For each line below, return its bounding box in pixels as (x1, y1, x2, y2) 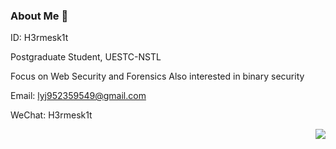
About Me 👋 (10, 9, 69, 23)
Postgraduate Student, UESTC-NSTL (10, 51, 162, 63)
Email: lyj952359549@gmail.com (10, 90, 147, 102)
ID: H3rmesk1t (10, 32, 69, 44)
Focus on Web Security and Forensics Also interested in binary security (10, 70, 305, 83)
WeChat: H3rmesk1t (10, 109, 93, 121)
